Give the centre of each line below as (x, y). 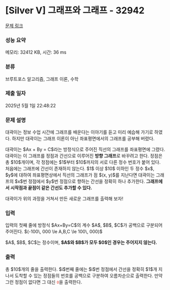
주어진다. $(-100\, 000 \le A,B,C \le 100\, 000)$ (54, 232)
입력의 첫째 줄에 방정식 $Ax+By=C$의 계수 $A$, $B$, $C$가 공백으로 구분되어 (84, 225)
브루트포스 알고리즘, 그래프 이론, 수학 (42, 79)
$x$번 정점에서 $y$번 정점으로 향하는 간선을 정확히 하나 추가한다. (80, 182)
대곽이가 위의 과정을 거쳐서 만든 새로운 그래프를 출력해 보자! (64, 199)
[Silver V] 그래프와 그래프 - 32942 (75, 10)
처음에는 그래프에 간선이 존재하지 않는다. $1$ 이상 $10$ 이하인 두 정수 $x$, (80, 169)
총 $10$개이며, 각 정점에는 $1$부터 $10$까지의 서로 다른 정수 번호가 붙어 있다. (83, 162)
